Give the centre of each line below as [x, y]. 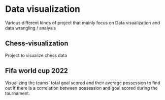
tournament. [18, 93]
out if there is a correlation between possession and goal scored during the [82, 88]
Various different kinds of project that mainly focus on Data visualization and [82, 23]
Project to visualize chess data [36, 55]
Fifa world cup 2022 [36, 71]
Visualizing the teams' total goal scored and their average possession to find [83, 83]
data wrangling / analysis [31, 28]
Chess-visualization [37, 44]
